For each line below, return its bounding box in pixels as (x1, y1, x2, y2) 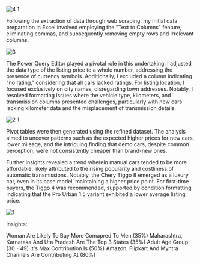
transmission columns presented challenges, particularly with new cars (6, 98, 183, 105)
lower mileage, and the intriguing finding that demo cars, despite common (6, 141, 189, 147)
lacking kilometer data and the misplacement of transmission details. (6, 105, 176, 111)
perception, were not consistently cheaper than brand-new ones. (6, 147, 168, 154)
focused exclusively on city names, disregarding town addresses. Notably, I (6, 85, 193, 93)
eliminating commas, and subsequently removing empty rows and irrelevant (6, 30, 194, 37)
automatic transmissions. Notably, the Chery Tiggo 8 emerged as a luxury (6, 171, 189, 179)
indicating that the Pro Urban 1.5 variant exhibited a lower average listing (6, 191, 186, 198)
